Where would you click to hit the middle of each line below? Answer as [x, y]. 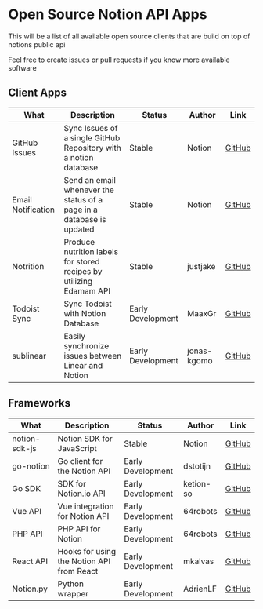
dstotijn [197, 466]
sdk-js [24, 448]
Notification [33, 210]
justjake [202, 266]
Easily [75, 336]
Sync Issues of [91, 128]
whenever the [89, 190]
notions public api [37, 44]
